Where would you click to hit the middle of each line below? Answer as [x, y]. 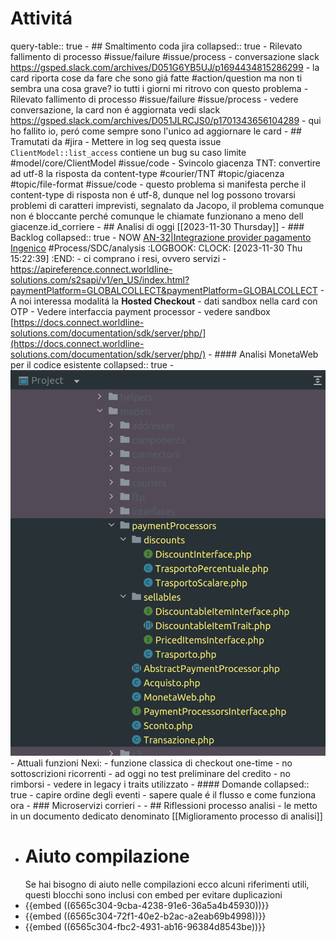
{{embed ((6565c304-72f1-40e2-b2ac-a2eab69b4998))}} [145, 916]
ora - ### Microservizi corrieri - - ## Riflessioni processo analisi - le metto [164, 806]
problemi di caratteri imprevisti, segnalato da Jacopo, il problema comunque [167, 205]
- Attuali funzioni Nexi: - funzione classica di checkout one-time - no [151, 763]
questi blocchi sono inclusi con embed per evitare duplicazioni [153, 895]
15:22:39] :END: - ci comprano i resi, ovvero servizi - [118, 258]
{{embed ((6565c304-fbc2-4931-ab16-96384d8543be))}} [145, 927]
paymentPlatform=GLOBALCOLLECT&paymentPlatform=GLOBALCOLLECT [164, 290]
